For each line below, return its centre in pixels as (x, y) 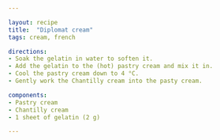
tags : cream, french (42, 37)
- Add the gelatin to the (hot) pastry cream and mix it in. (111, 66)
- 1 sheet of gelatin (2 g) (54, 117)
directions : (28, 51)
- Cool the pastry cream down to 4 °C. (74, 74)
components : (28, 95)
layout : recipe (33, 22)
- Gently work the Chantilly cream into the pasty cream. (105, 81)
